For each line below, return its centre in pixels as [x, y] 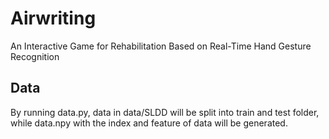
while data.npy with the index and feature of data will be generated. [149, 123]
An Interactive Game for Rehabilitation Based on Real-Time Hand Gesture [161, 46]
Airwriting [53, 18]
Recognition [35, 56]
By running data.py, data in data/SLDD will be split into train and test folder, [165, 112]
